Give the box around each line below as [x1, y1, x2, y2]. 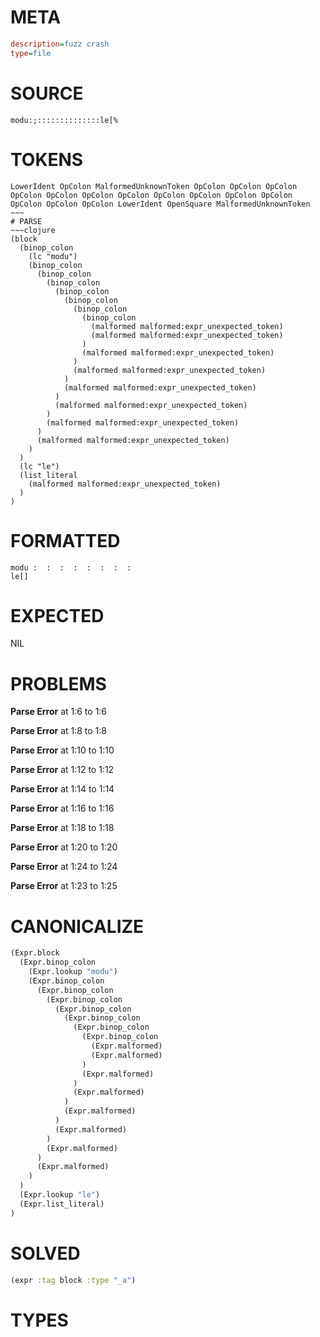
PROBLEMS [10, 672, 107, 695]
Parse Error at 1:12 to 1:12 [10, 764, 115, 776]
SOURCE [10, 82, 84, 105]
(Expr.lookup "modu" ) [28, 967, 118, 977]
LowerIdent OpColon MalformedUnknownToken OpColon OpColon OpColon [10, 181, 298, 191]
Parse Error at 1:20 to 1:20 [10, 841, 118, 853]
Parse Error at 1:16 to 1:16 [10, 802, 115, 815]
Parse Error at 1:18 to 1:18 [10, 822, 115, 834]
